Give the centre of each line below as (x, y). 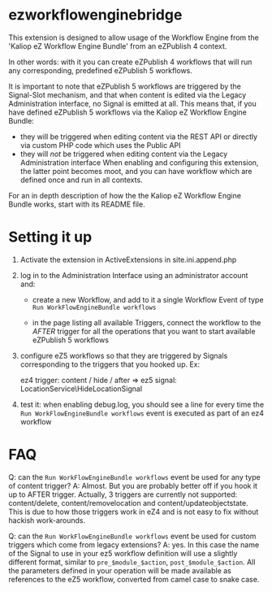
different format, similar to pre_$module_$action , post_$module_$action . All (132, 562)
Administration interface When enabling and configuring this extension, (139, 162)
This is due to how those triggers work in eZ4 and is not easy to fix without (134, 511)
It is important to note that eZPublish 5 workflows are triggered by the (125, 86)
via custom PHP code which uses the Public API (100, 145)
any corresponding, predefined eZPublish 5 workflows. (101, 70)
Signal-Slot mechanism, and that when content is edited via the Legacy (127, 94)
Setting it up (50, 237)
